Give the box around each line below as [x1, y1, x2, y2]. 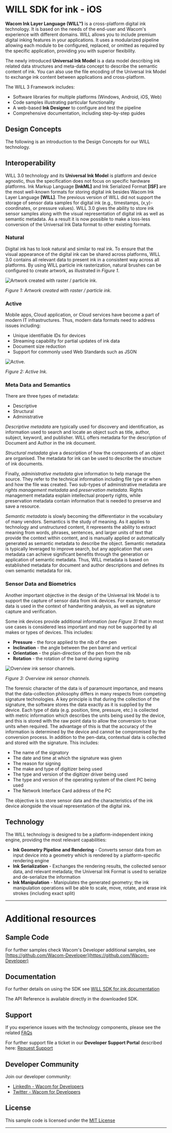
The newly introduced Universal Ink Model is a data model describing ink [5, 57, 160, 63]
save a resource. [5, 503, 41, 510]
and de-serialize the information [12, 874, 81, 880]
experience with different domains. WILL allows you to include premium [5, 31, 156, 37]
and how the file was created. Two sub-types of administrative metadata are [5, 482, 166, 488]
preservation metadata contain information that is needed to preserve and [5, 498, 161, 504]
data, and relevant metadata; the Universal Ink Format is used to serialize [12, 868, 167, 875]
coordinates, [5, 205, 32, 211]
